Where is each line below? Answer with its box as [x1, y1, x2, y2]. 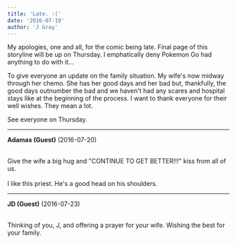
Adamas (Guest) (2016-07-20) [7, 136, 97, 144]
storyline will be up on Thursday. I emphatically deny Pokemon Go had [7, 50, 212, 59]
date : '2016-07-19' [7, 17, 65, 24]
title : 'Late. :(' [7, 10, 61, 18]
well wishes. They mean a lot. [7, 102, 93, 110]
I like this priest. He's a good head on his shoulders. [7, 180, 158, 188]
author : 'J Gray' [7, 23, 59, 30]
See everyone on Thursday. [7, 115, 88, 124]
